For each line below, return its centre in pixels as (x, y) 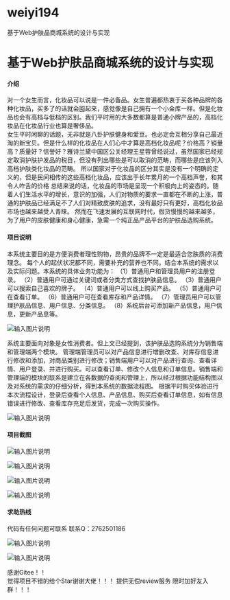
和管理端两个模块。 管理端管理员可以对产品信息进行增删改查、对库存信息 (110, 351)
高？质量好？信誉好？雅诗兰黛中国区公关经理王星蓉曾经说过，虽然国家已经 (112, 152)
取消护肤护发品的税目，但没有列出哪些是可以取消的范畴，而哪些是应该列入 (118, 160)
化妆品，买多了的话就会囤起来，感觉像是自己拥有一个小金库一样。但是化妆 (118, 108)
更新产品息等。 (40, 314)
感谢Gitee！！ (27, 572)
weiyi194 (33, 13)
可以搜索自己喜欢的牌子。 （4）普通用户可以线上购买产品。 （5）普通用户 (112, 288)
